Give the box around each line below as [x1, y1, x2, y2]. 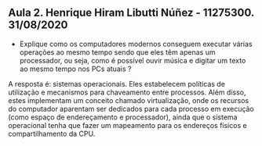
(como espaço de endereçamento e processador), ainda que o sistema [8, 112, 238, 122]
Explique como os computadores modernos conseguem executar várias [19, 39, 253, 48]
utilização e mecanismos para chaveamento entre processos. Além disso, [8, 87, 246, 97]
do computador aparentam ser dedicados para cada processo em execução [8, 104, 255, 113]
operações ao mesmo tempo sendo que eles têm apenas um [19, 47, 216, 57]
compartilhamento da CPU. [8, 129, 96, 138]
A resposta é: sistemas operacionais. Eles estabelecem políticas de [8, 79, 226, 88]
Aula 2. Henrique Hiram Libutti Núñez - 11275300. [8, 6, 255, 20]
